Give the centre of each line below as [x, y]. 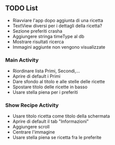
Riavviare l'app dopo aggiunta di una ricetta [58, 20]
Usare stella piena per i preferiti [45, 92]
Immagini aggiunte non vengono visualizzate [59, 47]
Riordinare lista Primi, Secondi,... [46, 71]
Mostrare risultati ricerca [38, 42]
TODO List [21, 8]
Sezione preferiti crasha [37, 31]
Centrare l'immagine [34, 132]
